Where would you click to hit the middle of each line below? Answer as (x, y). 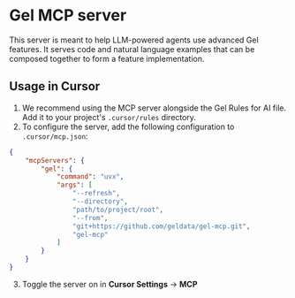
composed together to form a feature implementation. (107, 58)
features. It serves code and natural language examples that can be (132, 49)
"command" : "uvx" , (90, 177)
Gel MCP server (68, 15)
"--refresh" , (96, 194)
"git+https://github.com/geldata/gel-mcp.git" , (161, 226)
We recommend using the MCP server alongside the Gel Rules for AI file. (154, 108)
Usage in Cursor (55, 86)
